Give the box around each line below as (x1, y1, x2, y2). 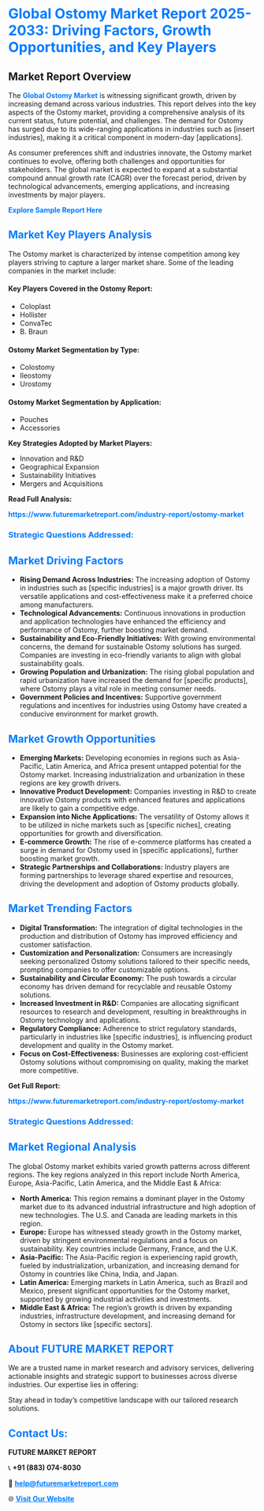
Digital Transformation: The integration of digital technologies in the (19, 922, 243, 933)
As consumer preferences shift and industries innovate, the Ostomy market (8, 148, 252, 157)
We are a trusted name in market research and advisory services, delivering (8, 1363, 255, 1373)
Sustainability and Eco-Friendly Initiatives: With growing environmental (19, 634, 256, 643)
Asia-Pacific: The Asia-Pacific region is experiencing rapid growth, (19, 1252, 239, 1261)
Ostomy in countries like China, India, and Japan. (19, 1269, 179, 1279)
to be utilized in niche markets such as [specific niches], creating (19, 820, 231, 830)
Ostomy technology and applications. (19, 1015, 141, 1024)
